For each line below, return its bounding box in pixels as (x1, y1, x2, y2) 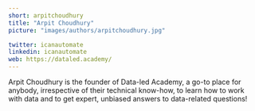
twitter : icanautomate (8, 40, 84, 48)
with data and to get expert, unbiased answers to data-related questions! (8, 94, 248, 103)
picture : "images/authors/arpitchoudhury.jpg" (8, 26, 166, 34)
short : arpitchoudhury (8, 11, 84, 20)
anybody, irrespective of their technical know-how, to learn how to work (8, 86, 245, 95)
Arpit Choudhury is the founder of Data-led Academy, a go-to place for (8, 77, 241, 86)
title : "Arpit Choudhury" (8, 19, 94, 27)
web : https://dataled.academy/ (8, 55, 112, 63)
